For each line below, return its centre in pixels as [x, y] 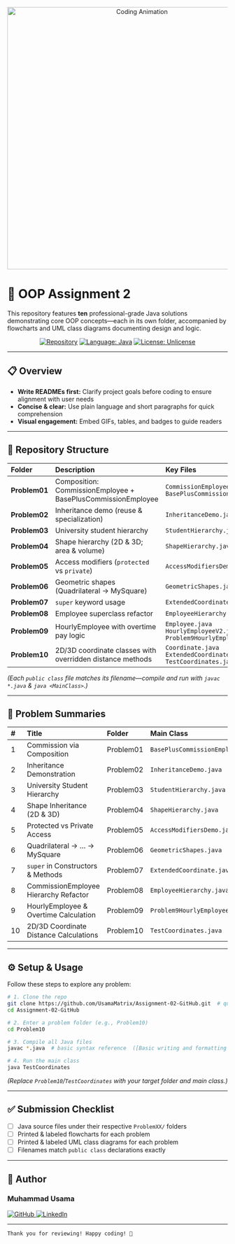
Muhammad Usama [41, 1199]
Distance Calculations [63, 935]
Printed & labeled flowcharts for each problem [84, 1134]
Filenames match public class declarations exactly [91, 1150]
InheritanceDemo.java [186, 770]
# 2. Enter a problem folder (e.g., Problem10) [78, 1023]
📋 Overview [35, 371]
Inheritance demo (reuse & [99, 510]
